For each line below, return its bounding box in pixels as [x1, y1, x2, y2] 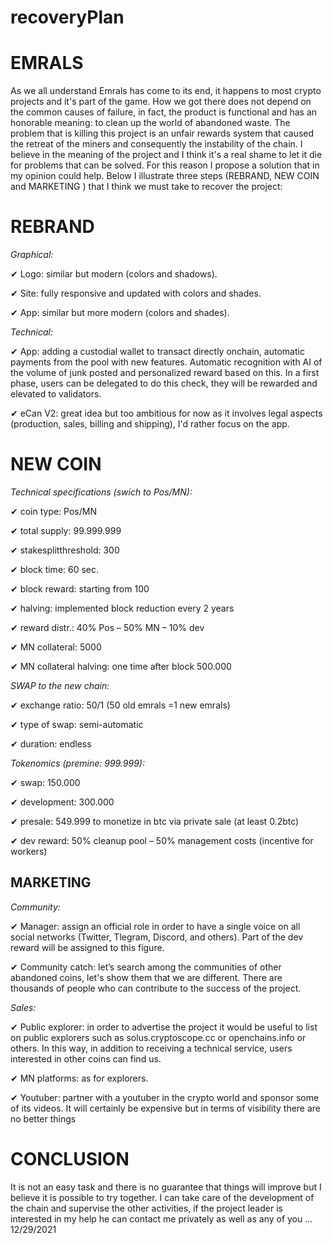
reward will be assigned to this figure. [10, 941, 165, 953]
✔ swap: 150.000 [10, 777, 81, 788]
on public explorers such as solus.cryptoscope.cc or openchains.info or [10, 1031, 307, 1043]
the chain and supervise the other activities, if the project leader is [10, 1202, 283, 1214]
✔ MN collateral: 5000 [10, 641, 102, 653]
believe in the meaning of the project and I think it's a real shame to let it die [10, 149, 323, 161]
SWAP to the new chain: [10, 680, 110, 691]
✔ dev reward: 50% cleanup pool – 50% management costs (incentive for [10, 835, 314, 846]
